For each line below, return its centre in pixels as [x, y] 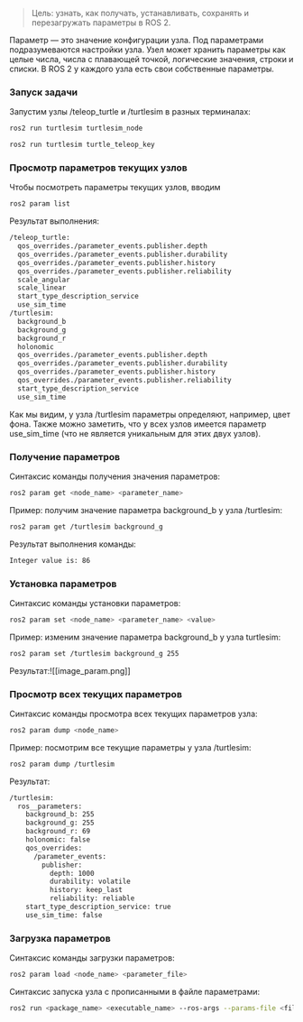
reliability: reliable [92, 898]
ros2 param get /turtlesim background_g [87, 527]
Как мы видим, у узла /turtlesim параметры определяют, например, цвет [150, 414]
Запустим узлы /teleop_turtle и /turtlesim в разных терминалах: [130, 112]
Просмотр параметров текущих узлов [98, 168]
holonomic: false [58, 840]
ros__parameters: [50, 806]
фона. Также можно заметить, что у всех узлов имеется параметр [138, 424]
